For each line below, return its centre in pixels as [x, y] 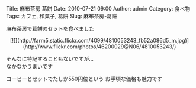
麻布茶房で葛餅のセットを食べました [50, 29]
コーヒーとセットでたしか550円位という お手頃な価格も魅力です [84, 79]
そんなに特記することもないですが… [50, 59]
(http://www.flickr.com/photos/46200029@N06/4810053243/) [99, 47]
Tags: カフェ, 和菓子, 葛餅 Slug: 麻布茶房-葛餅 [62, 16]
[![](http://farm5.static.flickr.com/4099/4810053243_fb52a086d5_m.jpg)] [99, 40]
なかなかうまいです [30, 66]
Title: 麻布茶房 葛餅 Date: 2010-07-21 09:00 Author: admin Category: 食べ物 [98, 9]
